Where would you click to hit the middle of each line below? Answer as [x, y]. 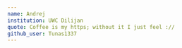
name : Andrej [26, 14]
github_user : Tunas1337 [42, 34]
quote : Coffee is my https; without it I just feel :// [91, 27]
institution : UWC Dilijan [45, 20]
